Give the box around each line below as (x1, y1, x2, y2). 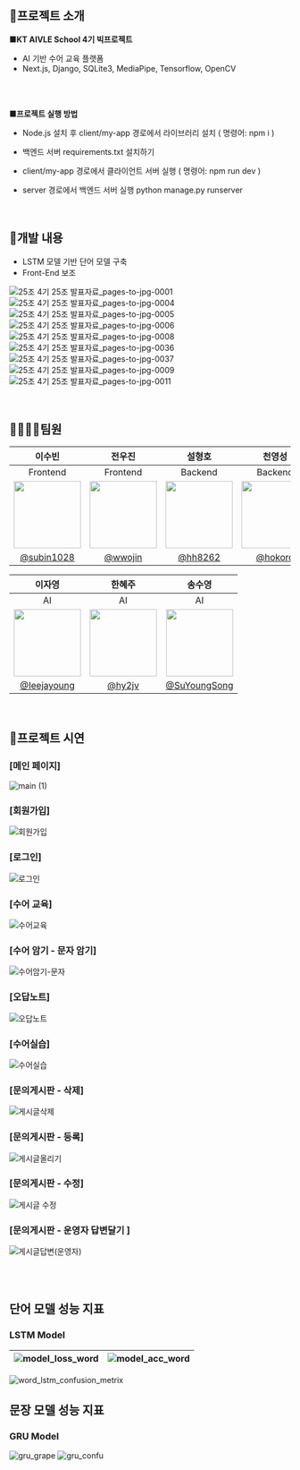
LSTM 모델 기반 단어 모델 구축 (21, 256, 128, 267)
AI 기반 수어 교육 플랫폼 (21, 53, 104, 64)
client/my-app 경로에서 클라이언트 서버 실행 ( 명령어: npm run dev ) (21, 165, 262, 176)
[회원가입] (9, 805, 51, 817)
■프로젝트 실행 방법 (9, 108, 79, 119)
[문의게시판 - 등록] (9, 1131, 85, 1143)
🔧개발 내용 (9, 231, 64, 246)
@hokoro (255, 551, 295, 564)
